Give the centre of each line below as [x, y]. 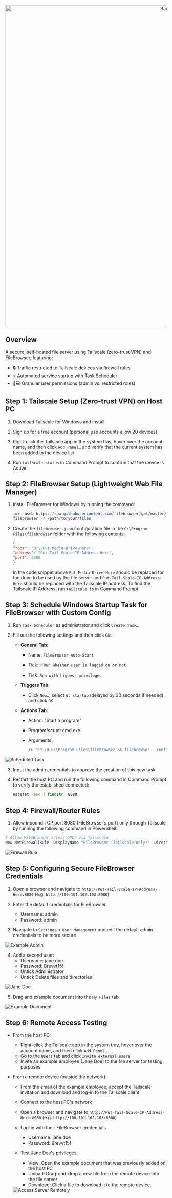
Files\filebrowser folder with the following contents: [69, 534]
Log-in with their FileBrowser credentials [63, 1128]
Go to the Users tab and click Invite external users [75, 1056]
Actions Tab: [34, 710]
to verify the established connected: [51, 785]
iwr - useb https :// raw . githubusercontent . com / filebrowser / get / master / [90, 514]
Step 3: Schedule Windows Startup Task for [77, 604]
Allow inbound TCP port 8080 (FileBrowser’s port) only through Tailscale [89, 822]
